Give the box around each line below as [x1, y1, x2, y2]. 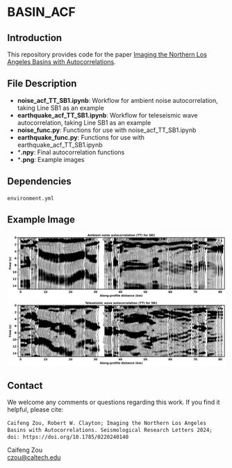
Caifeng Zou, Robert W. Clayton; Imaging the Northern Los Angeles [7, 420, 207, 427]
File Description [7, 78, 77, 90]
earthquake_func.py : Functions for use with [17, 133, 144, 141]
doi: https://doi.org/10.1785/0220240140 [7, 434, 129, 441]
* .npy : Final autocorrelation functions [17, 147, 125, 156]
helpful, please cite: [7, 405, 64, 414]
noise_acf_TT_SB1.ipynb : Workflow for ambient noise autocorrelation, [17, 96, 219, 104]
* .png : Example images [17, 155, 85, 163]
